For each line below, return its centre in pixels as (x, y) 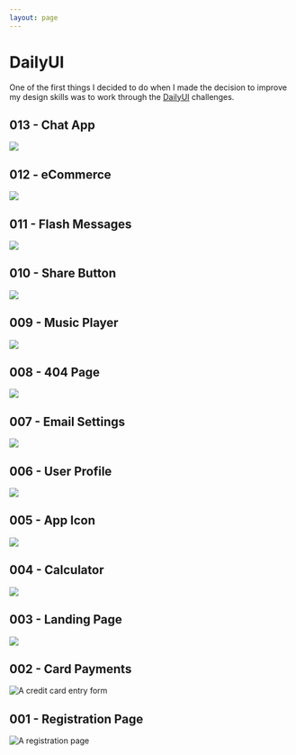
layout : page (34, 18)
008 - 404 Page (55, 373)
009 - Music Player (64, 323)
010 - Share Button (63, 273)
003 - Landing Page (66, 619)
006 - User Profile (61, 471)
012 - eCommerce (60, 174)
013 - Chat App (53, 125)
